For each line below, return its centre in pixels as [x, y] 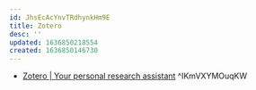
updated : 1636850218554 [54, 42]
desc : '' [26, 34]
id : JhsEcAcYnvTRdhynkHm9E [60, 17]
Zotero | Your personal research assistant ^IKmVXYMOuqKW [135, 76]
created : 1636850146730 [54, 51]
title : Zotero [36, 26]
